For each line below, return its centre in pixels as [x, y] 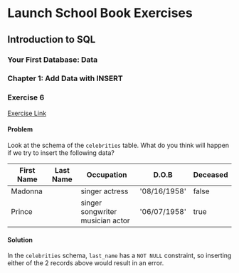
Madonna [27, 191]
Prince [22, 211]
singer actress [105, 191]
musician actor [105, 220]
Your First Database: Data [53, 60]
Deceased [211, 174]
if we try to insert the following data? [61, 152]
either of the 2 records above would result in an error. [86, 263]
